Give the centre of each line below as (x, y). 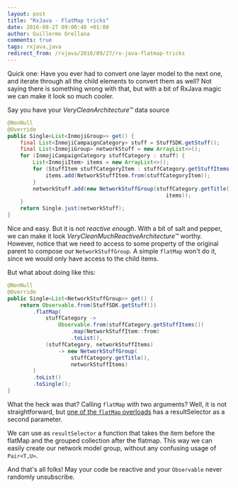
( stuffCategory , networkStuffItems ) (99, 344)
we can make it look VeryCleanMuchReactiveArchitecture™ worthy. (105, 236)
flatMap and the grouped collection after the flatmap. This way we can (110, 441)
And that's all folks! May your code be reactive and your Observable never (115, 469)
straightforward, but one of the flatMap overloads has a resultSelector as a (116, 412)
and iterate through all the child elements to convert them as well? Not (110, 81)
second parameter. (35, 419)
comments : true (30, 40)
